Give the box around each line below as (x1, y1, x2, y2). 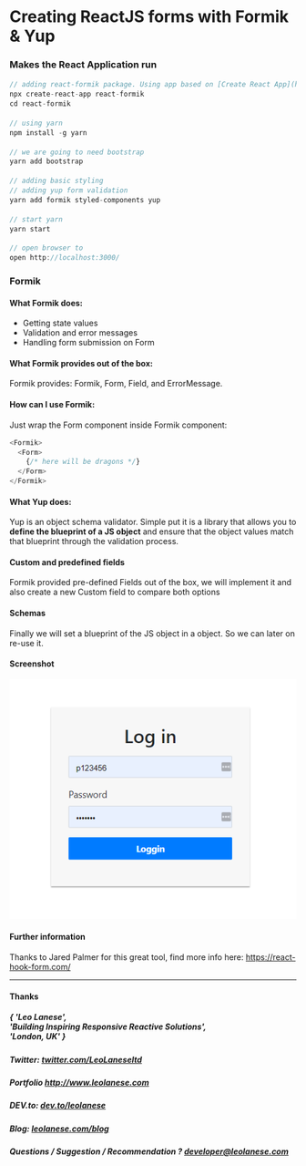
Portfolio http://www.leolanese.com (9, 1077, 149, 1088)
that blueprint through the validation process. (9, 536, 179, 547)
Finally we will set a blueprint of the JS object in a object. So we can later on (9, 627, 296, 639)
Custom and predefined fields (9, 556, 126, 567)
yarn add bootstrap (9, 157, 84, 166)
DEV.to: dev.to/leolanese (9, 1100, 107, 1111)
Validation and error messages (22, 327, 138, 338)
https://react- (245, 951, 296, 963)
